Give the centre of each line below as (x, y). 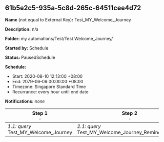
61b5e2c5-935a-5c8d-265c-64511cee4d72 (73, 8)
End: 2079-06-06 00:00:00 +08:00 (48, 81)
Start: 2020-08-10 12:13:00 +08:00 (47, 76)
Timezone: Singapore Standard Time (49, 87)
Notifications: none (25, 101)
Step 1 (40, 113)
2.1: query (89, 126)
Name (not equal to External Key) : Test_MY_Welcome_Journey (68, 19)
